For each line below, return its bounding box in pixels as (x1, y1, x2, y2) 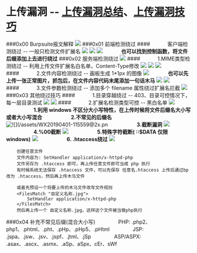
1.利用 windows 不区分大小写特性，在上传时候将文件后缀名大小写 (33, 106, 191, 113)
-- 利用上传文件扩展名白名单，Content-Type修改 (22, 62, 140, 69)
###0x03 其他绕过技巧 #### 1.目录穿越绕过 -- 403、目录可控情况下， (6, 91, 191, 98)
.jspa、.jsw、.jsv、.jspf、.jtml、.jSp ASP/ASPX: (6, 233, 141, 240)
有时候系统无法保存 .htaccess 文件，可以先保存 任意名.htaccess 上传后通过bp (16, 167, 189, 173)
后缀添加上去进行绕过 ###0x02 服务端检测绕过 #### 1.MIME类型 (6, 55, 186, 62)
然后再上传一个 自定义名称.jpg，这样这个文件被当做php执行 (16, 207, 142, 213)
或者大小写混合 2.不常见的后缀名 (6, 114, 113, 121)
